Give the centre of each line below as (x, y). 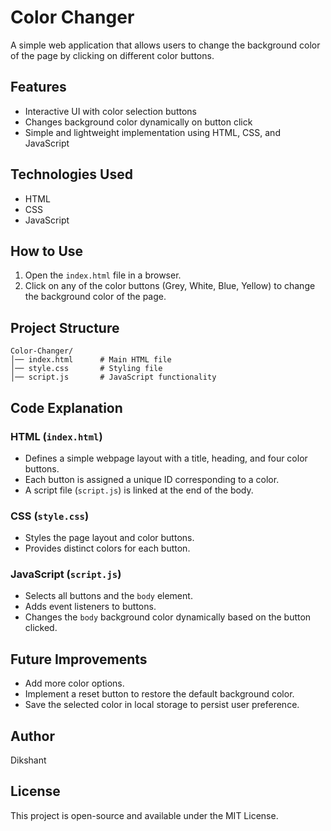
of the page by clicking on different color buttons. (112, 55)
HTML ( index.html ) (56, 436)
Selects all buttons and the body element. (108, 596)
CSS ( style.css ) (50, 516)
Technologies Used (71, 174)
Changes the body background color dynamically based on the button (168, 617)
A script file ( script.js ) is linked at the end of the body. (139, 490)
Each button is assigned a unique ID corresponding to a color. (152, 479)
